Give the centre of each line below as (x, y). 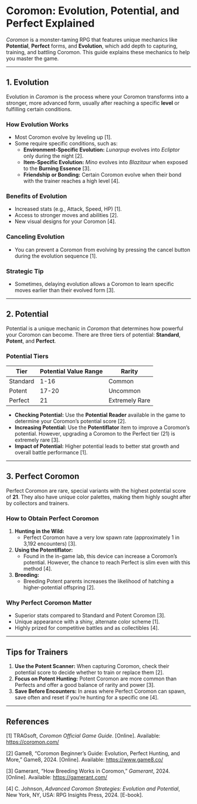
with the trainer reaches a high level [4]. (72, 181)
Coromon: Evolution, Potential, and (93, 11)
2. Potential (27, 314)
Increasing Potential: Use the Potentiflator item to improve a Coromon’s (102, 427)
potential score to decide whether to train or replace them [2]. (89, 673)
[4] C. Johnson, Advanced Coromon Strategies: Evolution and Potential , (93, 789)
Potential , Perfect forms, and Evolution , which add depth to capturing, (92, 46)
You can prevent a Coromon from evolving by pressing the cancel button (102, 250)
